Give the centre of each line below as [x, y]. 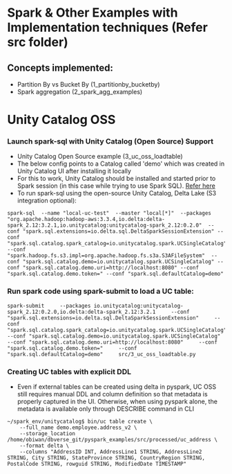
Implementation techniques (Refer [108, 27]
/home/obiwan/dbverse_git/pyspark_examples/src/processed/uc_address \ [112, 440]
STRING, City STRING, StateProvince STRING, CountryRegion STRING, [106, 458]
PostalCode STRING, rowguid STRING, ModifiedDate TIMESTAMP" [97, 464]
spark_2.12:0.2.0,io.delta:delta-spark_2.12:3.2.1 [81, 312]
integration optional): [47, 201]
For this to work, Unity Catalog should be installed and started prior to [116, 179]
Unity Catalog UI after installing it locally [74, 171]
